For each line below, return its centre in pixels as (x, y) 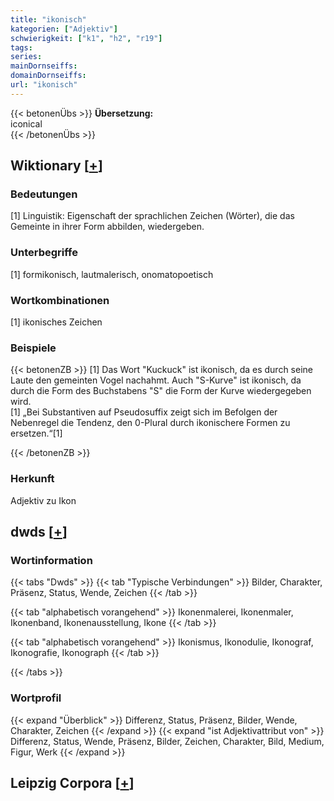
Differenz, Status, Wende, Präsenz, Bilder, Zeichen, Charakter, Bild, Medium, (167, 741)
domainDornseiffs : (48, 76)
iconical (26, 123)
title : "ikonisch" (48, 19)
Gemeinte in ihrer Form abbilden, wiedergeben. (107, 227)
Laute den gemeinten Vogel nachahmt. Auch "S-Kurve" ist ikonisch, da (156, 380)
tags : (21, 47)
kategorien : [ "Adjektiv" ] (64, 29)
